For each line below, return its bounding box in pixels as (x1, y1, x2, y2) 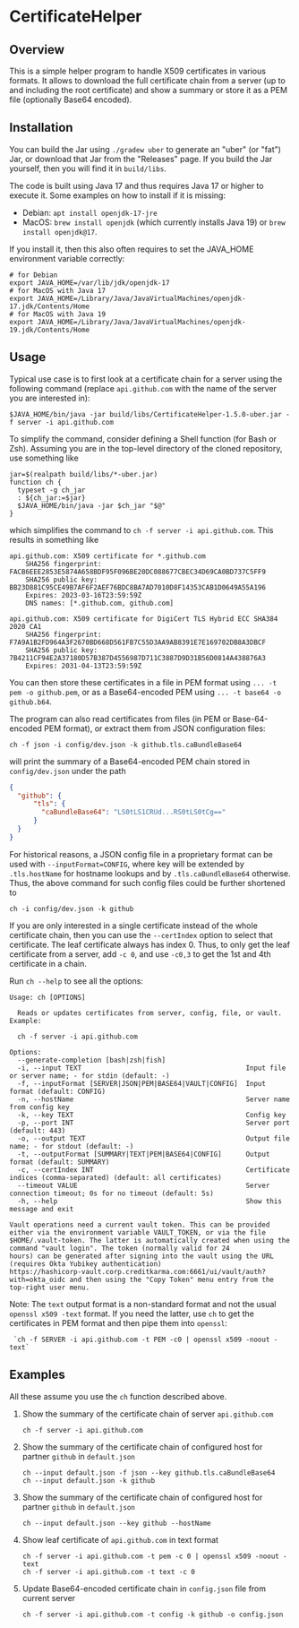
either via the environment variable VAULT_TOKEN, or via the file (9, 1227, 267, 1237)
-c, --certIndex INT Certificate (17, 1165, 291, 1175)
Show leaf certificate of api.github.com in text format (21, 1534, 219, 1545)
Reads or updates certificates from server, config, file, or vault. (17, 1008, 282, 1018)
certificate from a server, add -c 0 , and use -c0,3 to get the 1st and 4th (9, 948, 271, 960)
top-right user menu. (9, 1283, 90, 1292)
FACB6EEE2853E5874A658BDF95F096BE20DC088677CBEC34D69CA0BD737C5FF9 (9, 567, 267, 576)
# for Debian (9, 271, 58, 280)
